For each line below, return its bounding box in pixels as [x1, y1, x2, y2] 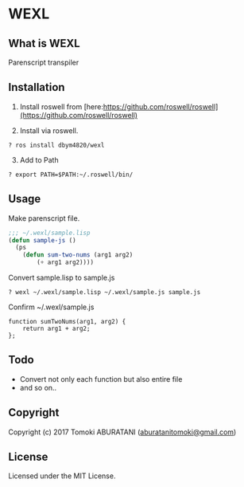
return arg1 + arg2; [22, 324, 91, 332]
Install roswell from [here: [19, 101, 103, 112]
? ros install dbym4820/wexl [8, 141, 105, 149]
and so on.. [19, 383, 57, 392]
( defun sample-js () [8, 236, 77, 244]
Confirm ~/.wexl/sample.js [8, 302, 95, 312]
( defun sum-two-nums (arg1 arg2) [22, 251, 134, 259]
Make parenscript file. [8, 213, 80, 223]
